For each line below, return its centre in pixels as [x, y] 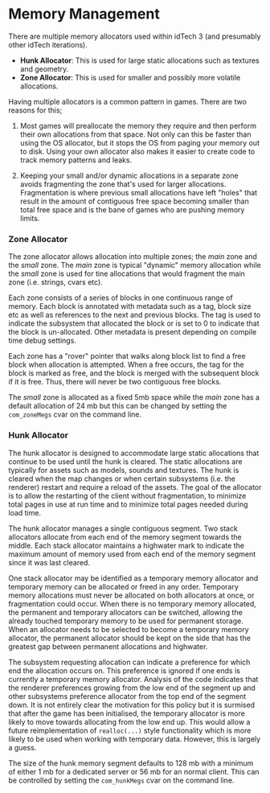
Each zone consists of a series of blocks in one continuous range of [121, 298]
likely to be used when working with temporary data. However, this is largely [135, 739]
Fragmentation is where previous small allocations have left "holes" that [139, 192]
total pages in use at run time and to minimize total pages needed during [128, 504]
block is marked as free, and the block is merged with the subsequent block [134, 373]
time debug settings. [42, 341]
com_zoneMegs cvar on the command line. [75, 414]
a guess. [22, 747]
